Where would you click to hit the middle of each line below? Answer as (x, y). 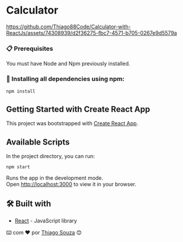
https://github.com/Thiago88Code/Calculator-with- (68, 27)
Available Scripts (38, 142)
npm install (21, 91)
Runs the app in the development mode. (55, 178)
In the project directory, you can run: (50, 156)
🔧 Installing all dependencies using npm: (66, 79)
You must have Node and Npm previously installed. (68, 64)
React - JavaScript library (46, 220)
